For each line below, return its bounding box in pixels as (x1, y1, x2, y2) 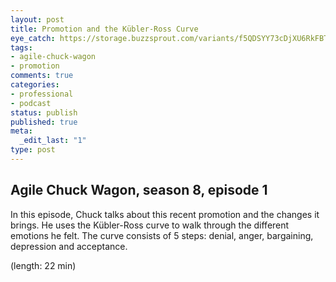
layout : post (10, 14, 65, 25)
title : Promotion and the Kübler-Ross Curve (10, 24, 199, 34)
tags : (10, 42, 33, 53)
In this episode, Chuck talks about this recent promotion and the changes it (10, 208, 320, 220)
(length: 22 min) (10, 259, 77, 271)
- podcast (10, 98, 52, 108)
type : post (10, 145, 56, 155)
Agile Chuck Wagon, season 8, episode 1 (10, 182, 268, 199)
